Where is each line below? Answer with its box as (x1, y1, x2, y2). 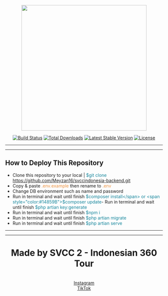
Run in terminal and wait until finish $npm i (12, 209, 100, 216)
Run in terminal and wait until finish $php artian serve (12, 220, 122, 226)
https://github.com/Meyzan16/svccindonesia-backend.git (12, 177, 131, 183)
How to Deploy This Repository (5, 159, 104, 167)
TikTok (77, 285, 91, 291)
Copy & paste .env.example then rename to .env (12, 182, 111, 188)
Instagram (73, 279, 94, 286)
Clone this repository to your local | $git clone (12, 172, 107, 178)
